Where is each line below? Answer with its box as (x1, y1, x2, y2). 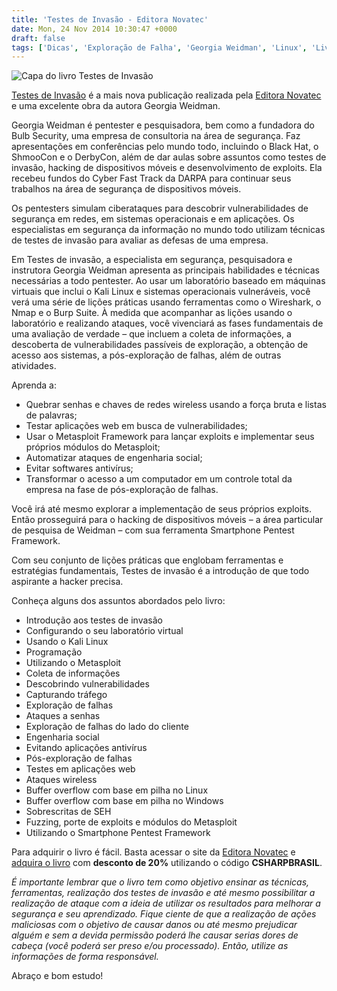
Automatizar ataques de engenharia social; (25, 452, 203, 464)
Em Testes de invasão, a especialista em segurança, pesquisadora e (11, 254, 293, 266)
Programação (25, 646, 83, 658)
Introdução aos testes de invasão (25, 614, 163, 626)
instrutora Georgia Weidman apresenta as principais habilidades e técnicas (11, 264, 320, 276)
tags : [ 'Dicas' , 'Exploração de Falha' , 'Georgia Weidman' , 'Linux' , (11, 42, 308, 53)
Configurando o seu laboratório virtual (25, 625, 184, 637)
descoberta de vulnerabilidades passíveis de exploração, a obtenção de (11, 339, 309, 351)
